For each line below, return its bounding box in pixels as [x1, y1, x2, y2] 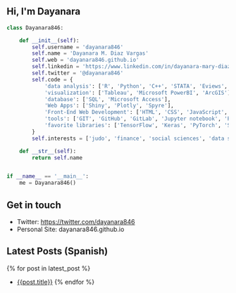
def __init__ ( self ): [19, 37, 80, 44]
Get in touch [6, 199, 61, 211]
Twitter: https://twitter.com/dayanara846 [16, 218, 135, 226]
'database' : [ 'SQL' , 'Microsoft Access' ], [44, 96, 171, 103]
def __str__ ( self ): [19, 148, 77, 155]
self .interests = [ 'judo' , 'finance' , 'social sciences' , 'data [32, 135, 225, 142]
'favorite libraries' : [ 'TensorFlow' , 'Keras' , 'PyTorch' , [44, 122, 221, 129]
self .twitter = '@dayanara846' [32, 70, 124, 77]
